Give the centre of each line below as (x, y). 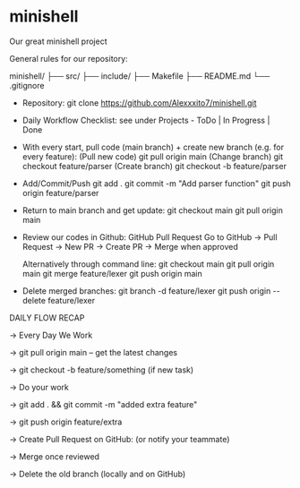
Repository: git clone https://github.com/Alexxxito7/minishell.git (139, 103)
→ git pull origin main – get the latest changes (93, 352)
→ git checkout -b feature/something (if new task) (102, 370)
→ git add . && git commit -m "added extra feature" (103, 404)
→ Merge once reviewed (55, 456)
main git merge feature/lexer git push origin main (112, 273)
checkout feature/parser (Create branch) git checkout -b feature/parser (154, 166)
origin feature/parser (60, 193)
